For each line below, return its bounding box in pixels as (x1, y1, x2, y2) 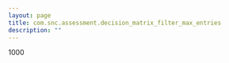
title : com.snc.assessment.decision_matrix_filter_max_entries (8, 19, 222, 27)
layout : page (8, 11, 52, 20)
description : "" (8, 26, 62, 34)
